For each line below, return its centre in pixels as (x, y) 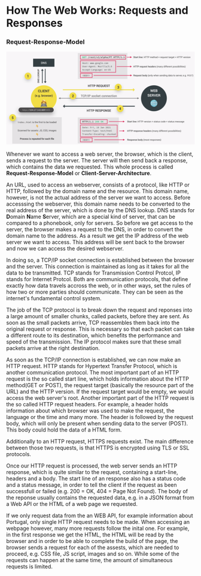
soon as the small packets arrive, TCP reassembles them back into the (93, 322)
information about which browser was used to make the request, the (90, 411)
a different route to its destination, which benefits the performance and (94, 335)
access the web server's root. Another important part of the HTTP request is (100, 398)
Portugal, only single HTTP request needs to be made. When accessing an (98, 521)
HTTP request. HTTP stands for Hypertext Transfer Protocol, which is (92, 366)
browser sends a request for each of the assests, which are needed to (93, 547)
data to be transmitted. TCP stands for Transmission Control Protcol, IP (94, 273)
